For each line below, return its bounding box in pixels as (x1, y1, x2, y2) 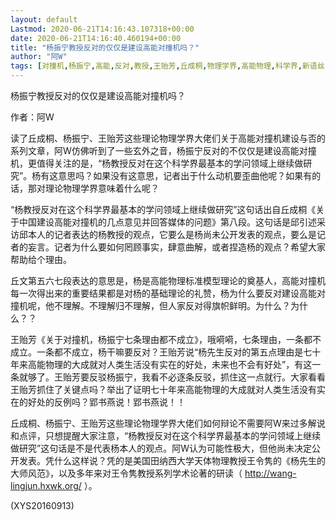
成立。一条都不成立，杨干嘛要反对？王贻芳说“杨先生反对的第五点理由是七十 (10, 346, 322, 358)
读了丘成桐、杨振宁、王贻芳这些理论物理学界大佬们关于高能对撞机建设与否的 (10, 132, 326, 144)
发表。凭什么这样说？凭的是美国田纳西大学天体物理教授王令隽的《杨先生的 (18, 455, 326, 466)
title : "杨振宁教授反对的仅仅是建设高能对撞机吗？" (10, 42, 200, 53)
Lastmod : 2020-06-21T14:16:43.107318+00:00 (10, 24, 195, 34)
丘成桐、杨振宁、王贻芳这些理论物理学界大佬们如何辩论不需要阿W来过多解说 (10, 417, 326, 429)
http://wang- (244, 467, 297, 479)
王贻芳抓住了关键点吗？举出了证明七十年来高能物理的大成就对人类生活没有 (10, 384, 317, 395)
